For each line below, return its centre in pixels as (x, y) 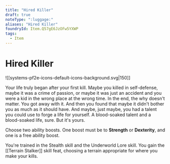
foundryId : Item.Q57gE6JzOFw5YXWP (42, 29)
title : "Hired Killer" (29, 10)
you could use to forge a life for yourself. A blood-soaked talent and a (78, 115)
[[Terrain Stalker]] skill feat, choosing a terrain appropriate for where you (81, 150)
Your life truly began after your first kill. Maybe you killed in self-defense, (82, 88)
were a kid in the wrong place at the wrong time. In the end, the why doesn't (85, 98)
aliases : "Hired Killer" (32, 24)
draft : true (18, 15)
